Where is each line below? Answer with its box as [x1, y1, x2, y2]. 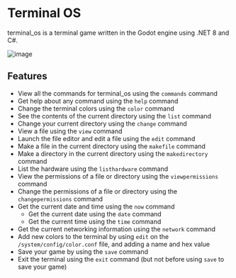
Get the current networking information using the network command [17, 225, 216, 233]
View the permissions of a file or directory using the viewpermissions [17, 172, 218, 180]
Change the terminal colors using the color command [17, 104, 175, 113]
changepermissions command [17, 194, 103, 203]
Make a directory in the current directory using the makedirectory [17, 149, 208, 157]
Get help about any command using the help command [17, 96, 179, 105]
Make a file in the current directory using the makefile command [17, 142, 206, 150]
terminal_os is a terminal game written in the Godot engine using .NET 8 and [7, 28, 230, 37]
